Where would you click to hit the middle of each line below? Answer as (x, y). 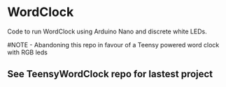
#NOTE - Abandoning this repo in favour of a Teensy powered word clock (113, 45)
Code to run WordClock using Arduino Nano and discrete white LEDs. (107, 31)
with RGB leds (27, 52)
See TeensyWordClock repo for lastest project (110, 74)
